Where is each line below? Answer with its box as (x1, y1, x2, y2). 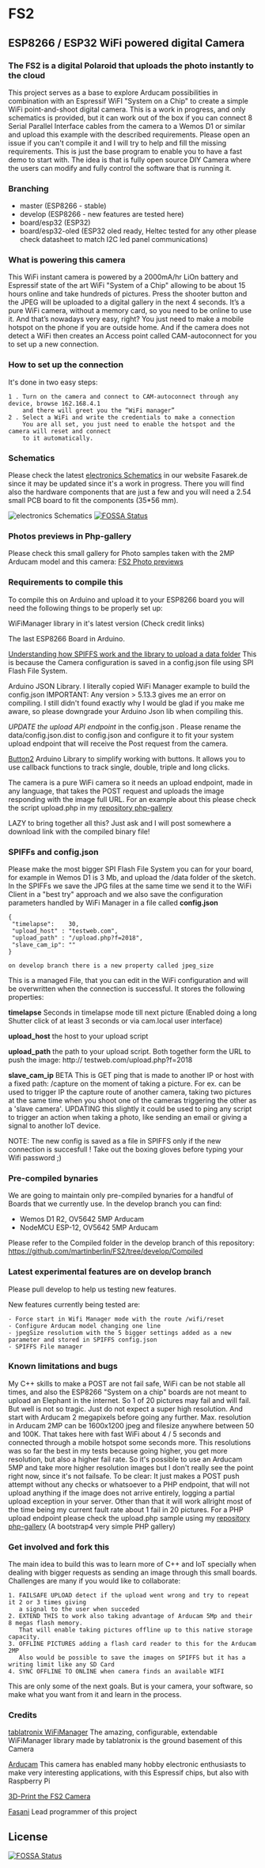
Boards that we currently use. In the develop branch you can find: (8, 1199, 222, 1208)
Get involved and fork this (8, 1541, 109, 1552)
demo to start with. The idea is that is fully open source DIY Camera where (8, 155, 252, 164)
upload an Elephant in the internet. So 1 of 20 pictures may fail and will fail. (8, 1395, 252, 1405)
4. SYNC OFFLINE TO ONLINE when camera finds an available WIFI (8, 1668, 225, 1676)
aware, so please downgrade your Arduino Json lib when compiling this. (8, 706, 244, 716)
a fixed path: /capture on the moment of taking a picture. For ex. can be (8, 1079, 241, 1088)
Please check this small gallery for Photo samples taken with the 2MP (8, 549, 235, 558)
